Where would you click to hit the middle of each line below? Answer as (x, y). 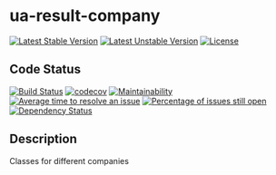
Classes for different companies (69, 160)
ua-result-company (85, 16)
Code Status (45, 69)
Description (43, 139)
